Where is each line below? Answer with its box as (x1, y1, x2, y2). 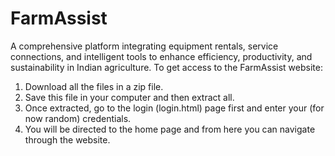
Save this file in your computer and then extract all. (24, 91, 235, 103)
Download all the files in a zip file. (24, 80, 164, 92)
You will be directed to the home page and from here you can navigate (24, 123, 316, 135)
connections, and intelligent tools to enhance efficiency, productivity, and (10, 50, 313, 62)
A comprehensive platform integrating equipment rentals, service (10, 40, 279, 52)
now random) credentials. (24, 112, 132, 124)
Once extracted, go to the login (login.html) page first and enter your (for (24, 102, 325, 114)
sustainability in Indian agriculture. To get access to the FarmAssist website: (10, 61, 323, 73)
